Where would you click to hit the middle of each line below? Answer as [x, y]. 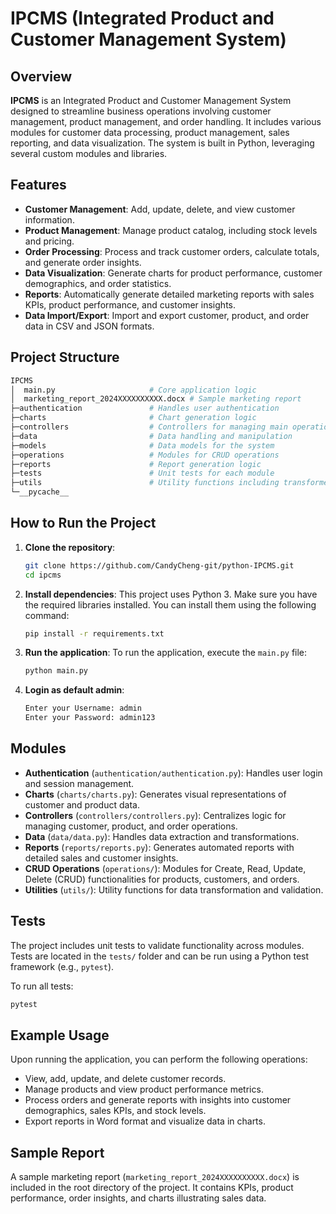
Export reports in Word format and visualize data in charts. [145, 1121]
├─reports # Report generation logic [136, 464]
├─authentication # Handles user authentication [145, 408]
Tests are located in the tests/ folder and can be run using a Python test [160, 956]
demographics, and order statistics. [98, 283]
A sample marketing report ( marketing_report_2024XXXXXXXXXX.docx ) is [155, 1177]
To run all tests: [42, 986]
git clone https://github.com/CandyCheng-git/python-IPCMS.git [159, 565]
